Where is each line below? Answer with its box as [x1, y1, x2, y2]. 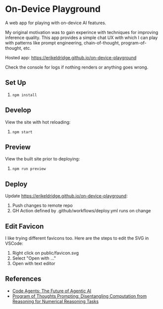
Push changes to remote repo [12, 202, 73, 208]
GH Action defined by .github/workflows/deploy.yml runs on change [12, 208, 151, 214]
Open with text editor [12, 261, 56, 266]
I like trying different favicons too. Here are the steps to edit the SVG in [5, 235, 149, 241]
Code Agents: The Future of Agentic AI [12, 288, 91, 294]
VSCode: [5, 240, 24, 246]
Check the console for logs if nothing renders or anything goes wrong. [5, 64, 149, 70]
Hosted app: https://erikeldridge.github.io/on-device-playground [5, 54, 137, 60]
